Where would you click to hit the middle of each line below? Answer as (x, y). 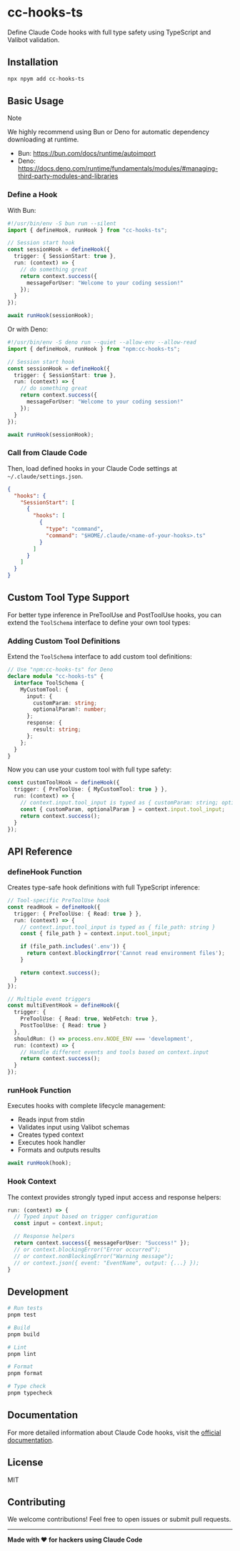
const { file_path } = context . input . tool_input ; (96, 934)
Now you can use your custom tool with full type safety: (90, 769)
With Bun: (22, 210)
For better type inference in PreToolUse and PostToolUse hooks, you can (114, 614)
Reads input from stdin (51, 1119)
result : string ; (57, 729)
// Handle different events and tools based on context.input (115, 1052)
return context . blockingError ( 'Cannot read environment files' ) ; (125, 953)
